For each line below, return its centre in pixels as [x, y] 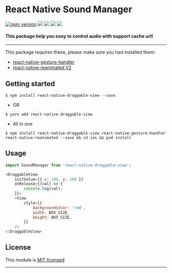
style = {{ [33, 203]
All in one [23, 123]
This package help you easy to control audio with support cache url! [79, 36]
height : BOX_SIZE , [52, 217]
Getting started [30, 84]
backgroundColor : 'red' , [59, 208]
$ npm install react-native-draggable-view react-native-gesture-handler [86, 133]
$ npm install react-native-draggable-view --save [60, 95]
